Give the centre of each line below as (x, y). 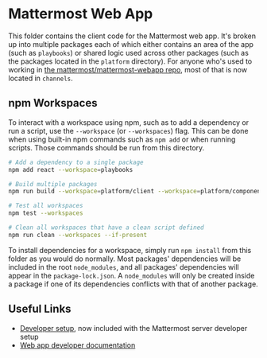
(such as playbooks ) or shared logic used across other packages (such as (128, 53)
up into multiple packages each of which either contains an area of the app (131, 44)
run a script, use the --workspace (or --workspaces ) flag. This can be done (128, 130)
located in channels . (41, 78)
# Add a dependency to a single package (76, 162)
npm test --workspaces (46, 213)
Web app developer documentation (77, 345)
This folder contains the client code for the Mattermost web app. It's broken (132, 36)
